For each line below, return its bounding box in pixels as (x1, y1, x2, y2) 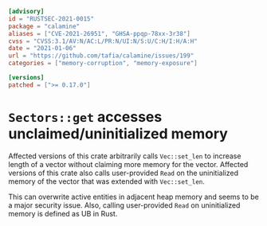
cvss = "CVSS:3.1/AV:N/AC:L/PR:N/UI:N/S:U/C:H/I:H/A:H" (8, 37, 198, 45)
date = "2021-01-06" (8, 45, 77, 53)
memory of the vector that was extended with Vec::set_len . (8, 176, 206, 186)
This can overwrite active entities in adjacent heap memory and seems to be (8, 192, 259, 201)
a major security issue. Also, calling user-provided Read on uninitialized (8, 200, 241, 210)
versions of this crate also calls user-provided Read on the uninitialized (8, 168, 239, 177)
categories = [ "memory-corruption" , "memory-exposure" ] (8, 60, 198, 68)
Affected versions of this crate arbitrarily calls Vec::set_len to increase (8, 151, 241, 161)
